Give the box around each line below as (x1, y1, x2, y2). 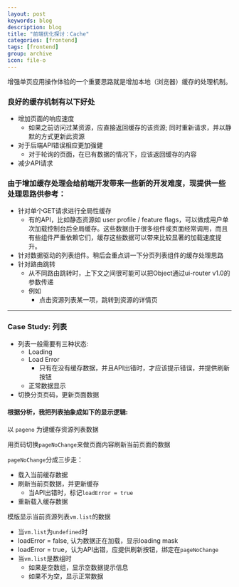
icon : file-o (7, 57, 46, 64)
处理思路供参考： (7, 189, 66, 199)
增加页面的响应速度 (17, 115, 75, 123)
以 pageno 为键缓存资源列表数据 (7, 425, 99, 433)
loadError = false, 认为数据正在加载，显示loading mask (17, 536, 179, 545)
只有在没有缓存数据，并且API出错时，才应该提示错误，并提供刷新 (38, 363, 230, 372)
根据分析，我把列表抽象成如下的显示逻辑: (7, 407, 128, 417)
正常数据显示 (28, 381, 66, 390)
